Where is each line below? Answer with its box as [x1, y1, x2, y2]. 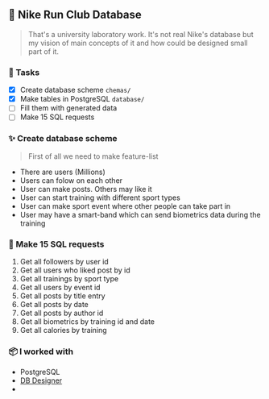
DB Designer [19, 376, 63, 385]
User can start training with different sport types [19, 193, 181, 202]
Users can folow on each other [19, 175, 123, 185]
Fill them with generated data [19, 103, 118, 113]
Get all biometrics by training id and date [19, 316, 155, 326]
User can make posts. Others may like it [19, 184, 153, 193]
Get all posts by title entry [19, 291, 106, 301]
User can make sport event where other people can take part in [19, 201, 231, 210]
